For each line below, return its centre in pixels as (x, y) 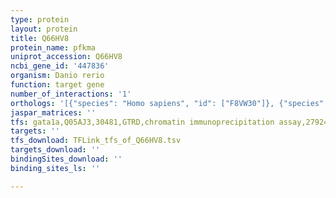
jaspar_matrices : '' (53, 112)
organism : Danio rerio (57, 76)
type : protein (40, 19)
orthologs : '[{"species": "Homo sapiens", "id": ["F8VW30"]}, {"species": (169, 103)
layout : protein (44, 29)
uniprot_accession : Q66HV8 (66, 57)
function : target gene (57, 85)
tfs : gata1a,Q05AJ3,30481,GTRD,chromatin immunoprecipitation (142, 122)
